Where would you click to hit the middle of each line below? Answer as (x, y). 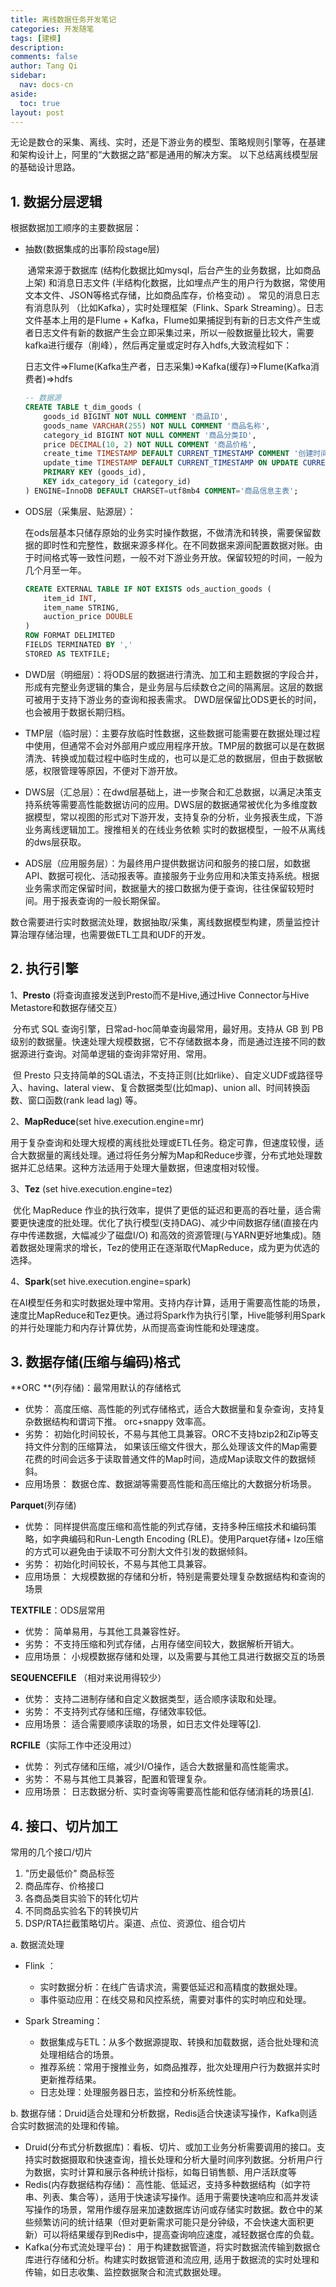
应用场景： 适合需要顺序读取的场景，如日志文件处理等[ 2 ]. (143, 1724)
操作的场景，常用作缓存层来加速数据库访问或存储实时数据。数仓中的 (174, 2210)
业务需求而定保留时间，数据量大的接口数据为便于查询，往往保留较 (160, 888)
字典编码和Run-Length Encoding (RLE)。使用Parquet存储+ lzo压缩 (187, 1539)
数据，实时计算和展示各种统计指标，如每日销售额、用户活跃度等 (165, 2172)
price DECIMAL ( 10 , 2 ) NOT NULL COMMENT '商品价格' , (150, 444)
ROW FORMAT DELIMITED (69, 636)
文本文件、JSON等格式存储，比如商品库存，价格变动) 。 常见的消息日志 (172, 295)
